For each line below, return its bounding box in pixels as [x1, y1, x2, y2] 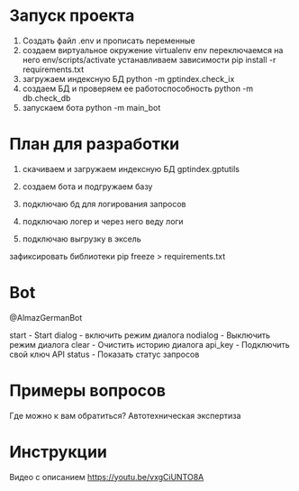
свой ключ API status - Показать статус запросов [9, 349, 200, 359]
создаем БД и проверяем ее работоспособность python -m [22, 83, 254, 94]
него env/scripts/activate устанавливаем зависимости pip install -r [22, 54, 276, 65]
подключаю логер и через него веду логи [22, 215, 184, 226]
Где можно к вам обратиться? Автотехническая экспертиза [9, 410, 241, 421]
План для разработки [9, 134, 180, 154]
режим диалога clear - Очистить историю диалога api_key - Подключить [9, 339, 290, 350]
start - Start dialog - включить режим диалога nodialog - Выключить [9, 330, 271, 341]
